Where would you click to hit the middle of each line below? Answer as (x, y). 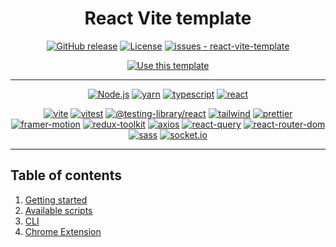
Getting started (56, 199)
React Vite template (168, 18)
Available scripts (58, 210)
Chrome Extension (63, 231)
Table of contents (66, 175)
